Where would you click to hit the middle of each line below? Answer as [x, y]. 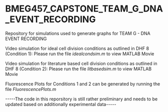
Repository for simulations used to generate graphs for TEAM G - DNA [78, 33]
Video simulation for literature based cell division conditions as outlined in [81, 63]
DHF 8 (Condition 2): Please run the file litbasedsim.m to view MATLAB [78, 69]
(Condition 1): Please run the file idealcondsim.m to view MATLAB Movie [80, 54]
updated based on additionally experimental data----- [61, 104]
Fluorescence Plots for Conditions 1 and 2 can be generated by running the [83, 84]
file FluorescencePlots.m [31, 89]
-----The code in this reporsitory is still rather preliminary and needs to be [81, 99]
